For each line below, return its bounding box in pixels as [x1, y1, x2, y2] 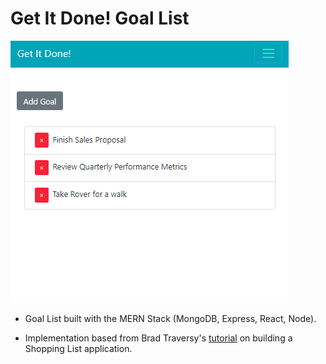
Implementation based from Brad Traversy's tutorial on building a [24, 332, 293, 344]
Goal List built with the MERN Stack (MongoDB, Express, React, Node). [24, 312, 317, 324]
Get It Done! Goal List [10, 7, 190, 30]
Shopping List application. [24, 342, 133, 354]
